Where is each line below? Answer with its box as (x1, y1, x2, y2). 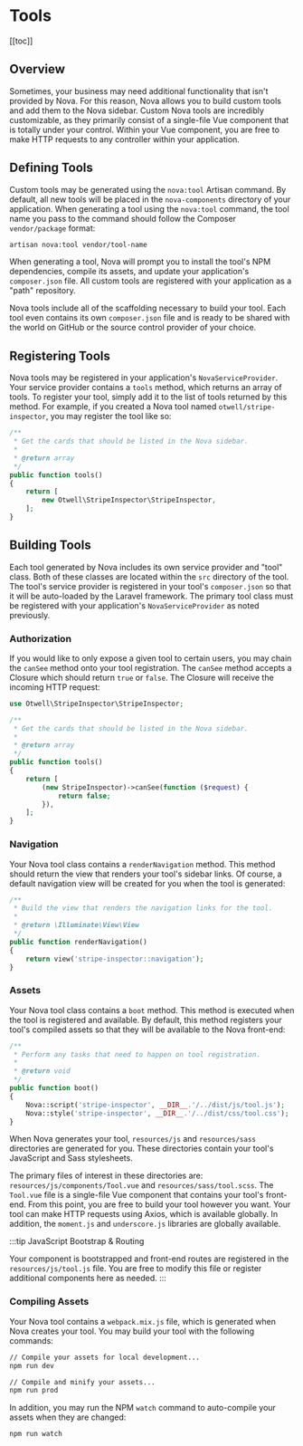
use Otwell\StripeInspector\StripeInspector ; (9, 699, 184, 708)
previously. (9, 609, 51, 620)
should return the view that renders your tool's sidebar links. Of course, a (9, 868, 282, 879)
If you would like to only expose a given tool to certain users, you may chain (9, 653, 292, 664)
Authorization (9, 632, 72, 645)
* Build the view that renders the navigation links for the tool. (13, 904, 273, 913)
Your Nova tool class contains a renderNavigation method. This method (9, 858, 276, 869)
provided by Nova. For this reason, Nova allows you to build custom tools (9, 95, 282, 106)
